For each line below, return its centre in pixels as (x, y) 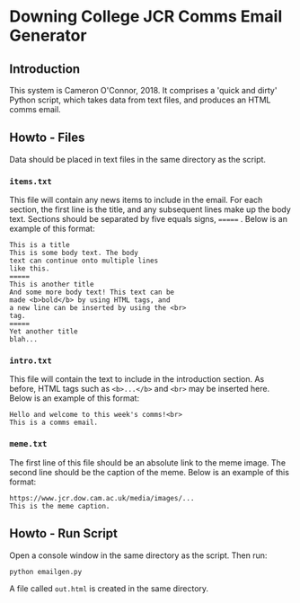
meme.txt (28, 444)
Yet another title (44, 332)
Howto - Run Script (64, 533)
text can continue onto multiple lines (84, 261)
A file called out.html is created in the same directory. (109, 589)
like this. (30, 269)
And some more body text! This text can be (92, 293)
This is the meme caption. (60, 506)
